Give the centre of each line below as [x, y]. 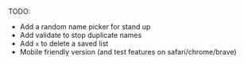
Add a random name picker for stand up [85, 26]
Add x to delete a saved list [64, 43]
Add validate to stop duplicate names [81, 35]
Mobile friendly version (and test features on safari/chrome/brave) [128, 52]
